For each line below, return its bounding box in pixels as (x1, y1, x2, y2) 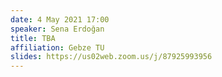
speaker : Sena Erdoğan (10, 24, 105, 34)
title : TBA (10, 33, 56, 43)
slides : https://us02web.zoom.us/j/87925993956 (10, 52, 213, 62)
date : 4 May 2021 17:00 (10, 14, 110, 25)
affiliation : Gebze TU (10, 42, 105, 53)
